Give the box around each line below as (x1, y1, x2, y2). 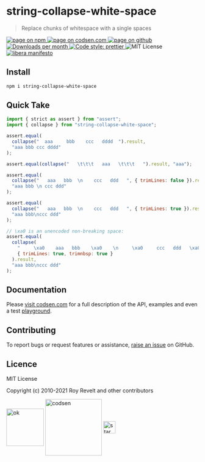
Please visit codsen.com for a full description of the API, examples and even (6, 301, 198, 308)
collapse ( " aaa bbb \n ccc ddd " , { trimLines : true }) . (12, 206, 192, 212)
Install (6, 67, 31, 78)
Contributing (6, 325, 56, 335)
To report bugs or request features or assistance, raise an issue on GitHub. (6, 341, 195, 348)
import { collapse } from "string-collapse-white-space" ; (6, 122, 157, 128)
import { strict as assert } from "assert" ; (6, 116, 121, 123)
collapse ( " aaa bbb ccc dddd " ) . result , (12, 139, 146, 145)
